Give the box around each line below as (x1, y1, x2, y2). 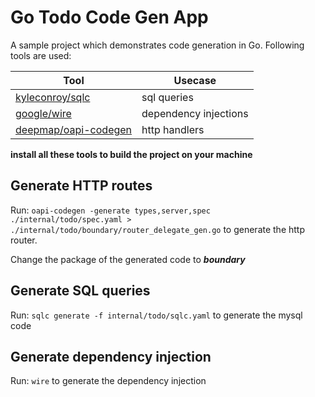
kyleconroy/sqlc (15, 90, 91, 104)
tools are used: (10, 49, 72, 61)
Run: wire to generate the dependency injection (10, 375, 207, 387)
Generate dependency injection (10, 348, 212, 365)
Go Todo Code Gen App (10, 6, 209, 29)
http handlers (141, 122, 205, 136)
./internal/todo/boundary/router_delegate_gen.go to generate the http (10, 223, 306, 235)
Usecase (173, 73, 217, 87)
